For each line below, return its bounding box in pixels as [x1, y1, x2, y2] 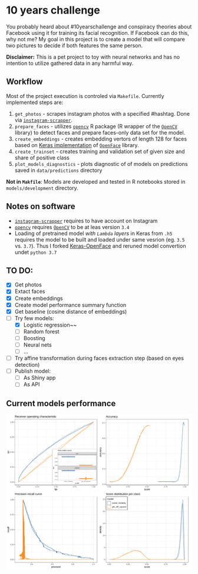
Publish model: [14, 367, 51, 375]
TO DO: [6, 265, 34, 275]
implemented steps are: [6, 99, 64, 106]
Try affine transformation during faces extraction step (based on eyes [14, 355, 184, 362]
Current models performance [6, 398, 116, 408]
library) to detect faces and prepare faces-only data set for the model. [14, 129, 186, 136]
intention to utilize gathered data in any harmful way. [6, 60, 134, 67]
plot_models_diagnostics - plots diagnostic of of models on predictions [14, 160, 188, 167]
